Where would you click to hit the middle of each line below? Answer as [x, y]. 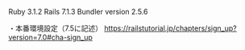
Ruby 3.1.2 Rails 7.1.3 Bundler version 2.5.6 [78, 12]
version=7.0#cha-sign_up [50, 37]
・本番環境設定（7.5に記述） [56, 28]
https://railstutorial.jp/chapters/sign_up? [170, 28]
